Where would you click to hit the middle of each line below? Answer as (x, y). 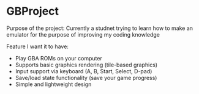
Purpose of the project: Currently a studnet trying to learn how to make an (100, 28)
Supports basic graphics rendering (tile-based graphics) (86, 65)
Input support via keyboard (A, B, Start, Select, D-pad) (84, 71)
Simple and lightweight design (53, 84)
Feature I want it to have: (38, 46)
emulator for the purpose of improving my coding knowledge (83, 34)
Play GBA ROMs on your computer (58, 58)
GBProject (33, 11)
